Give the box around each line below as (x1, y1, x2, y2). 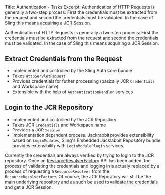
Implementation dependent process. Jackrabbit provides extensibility (12, 132, 154, 138)
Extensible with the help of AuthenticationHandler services (12, 89, 133, 95)
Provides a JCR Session (12, 127, 61, 133)
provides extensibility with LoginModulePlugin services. (12, 142, 125, 148)
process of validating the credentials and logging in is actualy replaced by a (5, 163, 160, 169)
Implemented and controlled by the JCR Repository (12, 116, 117, 122)
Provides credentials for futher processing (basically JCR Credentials (12, 78, 155, 84)
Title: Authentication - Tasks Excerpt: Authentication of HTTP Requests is (5, 4, 155, 10)
